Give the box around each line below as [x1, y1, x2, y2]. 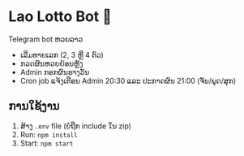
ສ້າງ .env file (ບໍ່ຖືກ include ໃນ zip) [19, 121, 132, 131]
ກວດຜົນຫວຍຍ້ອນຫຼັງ [19, 58, 83, 68]
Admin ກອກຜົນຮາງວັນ [19, 67, 90, 76]
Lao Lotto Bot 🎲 [8, 7, 112, 26]
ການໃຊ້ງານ [8, 99, 60, 113]
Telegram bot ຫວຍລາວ [8, 34, 83, 44]
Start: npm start [19, 138, 74, 148]
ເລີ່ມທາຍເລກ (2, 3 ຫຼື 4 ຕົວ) [19, 50, 104, 59]
